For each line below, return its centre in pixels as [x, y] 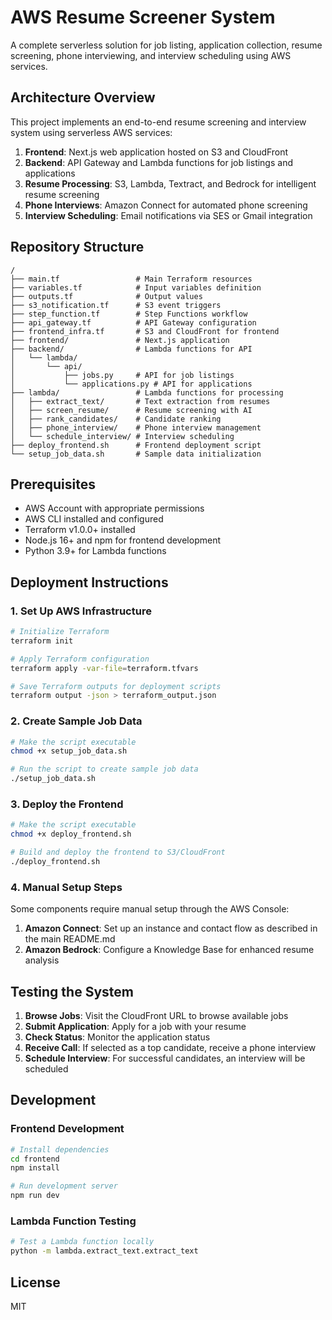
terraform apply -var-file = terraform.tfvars [104, 668]
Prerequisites [53, 484]
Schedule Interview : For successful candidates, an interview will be [165, 1058]
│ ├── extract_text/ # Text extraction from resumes [140, 401]
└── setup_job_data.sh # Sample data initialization [136, 454]
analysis [42, 960]
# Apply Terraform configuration [80, 659]
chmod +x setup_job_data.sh [69, 751]
